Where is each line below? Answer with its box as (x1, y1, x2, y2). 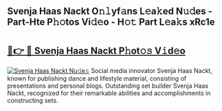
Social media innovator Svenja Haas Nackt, (90, 67, 213, 74)
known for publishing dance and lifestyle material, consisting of (7, 74, 187, 82)
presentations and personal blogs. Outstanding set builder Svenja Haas (7, 82, 208, 90)
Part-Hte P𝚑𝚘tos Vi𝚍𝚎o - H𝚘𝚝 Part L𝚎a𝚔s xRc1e (7, 17, 215, 28)
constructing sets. (7, 97, 58, 104)
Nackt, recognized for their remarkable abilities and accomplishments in (7, 89, 211, 97)
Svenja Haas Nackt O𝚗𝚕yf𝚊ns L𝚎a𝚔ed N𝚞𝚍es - (7, 6, 213, 17)
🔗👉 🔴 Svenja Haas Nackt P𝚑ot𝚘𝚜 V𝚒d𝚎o (7, 45, 186, 57)
